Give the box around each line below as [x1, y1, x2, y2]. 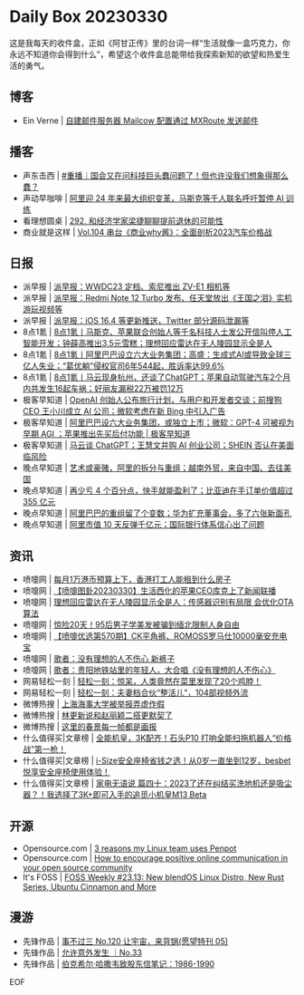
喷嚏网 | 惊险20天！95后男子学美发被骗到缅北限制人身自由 [22, 619, 240, 631]
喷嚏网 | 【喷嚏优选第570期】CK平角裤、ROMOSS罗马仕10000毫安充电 [22, 631, 288, 642]
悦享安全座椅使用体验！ [22, 767, 110, 778]
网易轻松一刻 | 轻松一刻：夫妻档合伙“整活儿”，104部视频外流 [22, 687, 249, 699]
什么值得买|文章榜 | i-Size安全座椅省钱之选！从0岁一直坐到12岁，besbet [22, 755, 291, 767]
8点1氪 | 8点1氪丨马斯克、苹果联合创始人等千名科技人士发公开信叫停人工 [22, 326, 292, 337]
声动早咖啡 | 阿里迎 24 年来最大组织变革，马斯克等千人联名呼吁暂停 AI [22, 192, 284, 203]
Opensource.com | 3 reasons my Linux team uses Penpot [22, 843, 237, 854]
